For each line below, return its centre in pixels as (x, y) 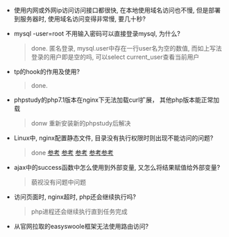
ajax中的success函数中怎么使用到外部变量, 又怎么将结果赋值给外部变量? (117, 167)
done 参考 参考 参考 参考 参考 (72, 152)
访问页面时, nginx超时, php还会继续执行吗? (75, 197)
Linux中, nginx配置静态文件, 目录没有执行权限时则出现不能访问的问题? (113, 138)
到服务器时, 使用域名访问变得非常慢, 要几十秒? (79, 19)
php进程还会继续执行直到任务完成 (79, 211)
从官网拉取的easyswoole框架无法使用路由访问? (81, 226)
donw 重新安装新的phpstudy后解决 (81, 123)
